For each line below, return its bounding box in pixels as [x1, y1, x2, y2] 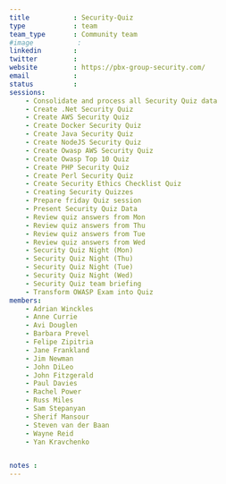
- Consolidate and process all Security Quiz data [25, 96, 218, 106]
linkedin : [9, 47, 78, 55]
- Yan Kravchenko [25, 437, 90, 446]
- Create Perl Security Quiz [25, 171, 134, 180]
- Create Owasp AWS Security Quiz [25, 146, 154, 155]
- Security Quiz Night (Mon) [25, 246, 134, 255]
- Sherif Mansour [25, 412, 90, 421]
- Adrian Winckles [25, 304, 94, 313]
